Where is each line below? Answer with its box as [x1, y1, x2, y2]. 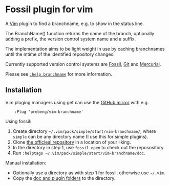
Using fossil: [5, 118, 32, 124]
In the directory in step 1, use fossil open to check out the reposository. [12, 144, 165, 150]
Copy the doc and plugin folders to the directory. [12, 175, 116, 181]
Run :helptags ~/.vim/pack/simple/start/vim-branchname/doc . [12, 150, 145, 156]
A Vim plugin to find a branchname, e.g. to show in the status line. [5, 20, 144, 27]
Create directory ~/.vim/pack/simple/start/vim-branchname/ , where [12, 128, 156, 134]
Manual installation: [5, 159, 47, 166]
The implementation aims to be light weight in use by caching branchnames [5, 45, 165, 52]
